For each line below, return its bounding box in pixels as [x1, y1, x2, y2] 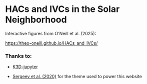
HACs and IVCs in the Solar [5, 3, 120, 15]
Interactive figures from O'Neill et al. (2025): [5, 30, 96, 36]
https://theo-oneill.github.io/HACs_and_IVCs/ [5, 40, 98, 46]
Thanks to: [5, 52, 32, 59]
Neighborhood [5, 14, 67, 25]
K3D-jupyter [12, 64, 38, 70]
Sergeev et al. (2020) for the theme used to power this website [12, 74, 142, 80]
